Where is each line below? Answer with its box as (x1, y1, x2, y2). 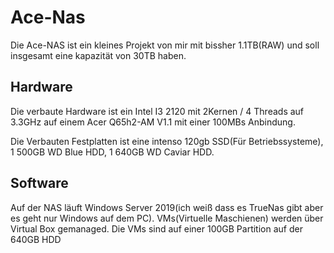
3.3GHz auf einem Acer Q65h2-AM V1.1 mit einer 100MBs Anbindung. (10, 116, 296, 128)
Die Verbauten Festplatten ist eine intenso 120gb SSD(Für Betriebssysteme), (10, 135, 324, 147)
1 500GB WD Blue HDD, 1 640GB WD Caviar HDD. (10, 146, 215, 158)
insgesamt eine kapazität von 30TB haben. (10, 49, 187, 61)
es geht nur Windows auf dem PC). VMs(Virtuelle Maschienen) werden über (10, 212, 324, 224)
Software (10, 175, 69, 192)
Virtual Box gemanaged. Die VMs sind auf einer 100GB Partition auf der (10, 222, 303, 235)
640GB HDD (10, 233, 62, 245)
